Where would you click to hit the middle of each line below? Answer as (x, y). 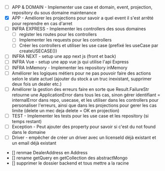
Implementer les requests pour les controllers (65, 40)
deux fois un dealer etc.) (37, 84)
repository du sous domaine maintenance (54, 13)
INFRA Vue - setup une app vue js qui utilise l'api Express (70, 62)
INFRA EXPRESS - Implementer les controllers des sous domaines (79, 29)
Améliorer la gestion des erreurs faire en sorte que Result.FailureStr (80, 89)
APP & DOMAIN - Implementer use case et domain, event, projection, (82, 7)
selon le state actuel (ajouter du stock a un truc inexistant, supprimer (82, 79)
